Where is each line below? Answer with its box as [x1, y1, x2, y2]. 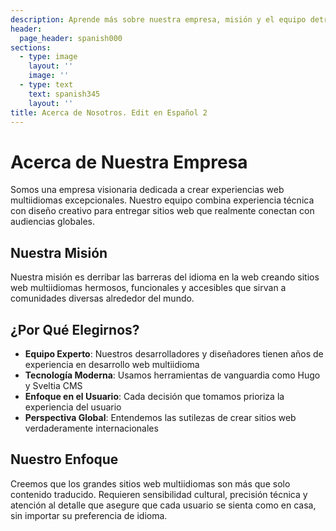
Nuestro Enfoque [10, 451, 119, 468]
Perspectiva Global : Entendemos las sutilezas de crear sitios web [24, 411, 297, 423]
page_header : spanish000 [19, 33, 123, 43]
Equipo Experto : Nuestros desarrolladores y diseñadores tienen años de [24, 347, 324, 360]
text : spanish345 [28, 89, 101, 99]
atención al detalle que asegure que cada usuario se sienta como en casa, [10, 499, 317, 511]
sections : [10, 42, 52, 53]
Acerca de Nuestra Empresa [10, 151, 248, 173]
